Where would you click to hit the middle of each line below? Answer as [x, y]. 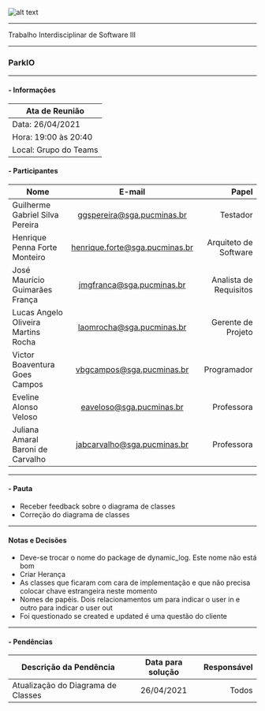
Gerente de [232, 322]
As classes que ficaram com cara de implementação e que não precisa [135, 583]
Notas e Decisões [37, 540]
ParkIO [22, 62]
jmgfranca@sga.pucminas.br [132, 285]
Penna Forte [35, 247]
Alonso [25, 407]
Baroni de [30, 449]
